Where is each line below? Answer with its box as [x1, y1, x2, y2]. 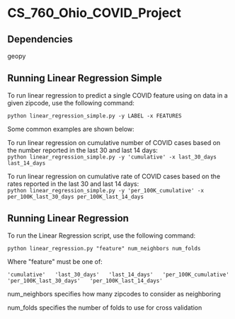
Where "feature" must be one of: [7, 257, 103, 266]
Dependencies [7, 33, 73, 45]
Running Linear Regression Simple [7, 72, 163, 84]
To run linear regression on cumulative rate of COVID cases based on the [7, 172, 221, 180]
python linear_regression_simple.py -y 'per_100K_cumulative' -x [7, 187, 204, 194]
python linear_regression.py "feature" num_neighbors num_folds [7, 245, 201, 252]
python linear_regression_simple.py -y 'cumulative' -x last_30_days [7, 153, 217, 161]
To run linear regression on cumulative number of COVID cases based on [7, 138, 221, 146]
